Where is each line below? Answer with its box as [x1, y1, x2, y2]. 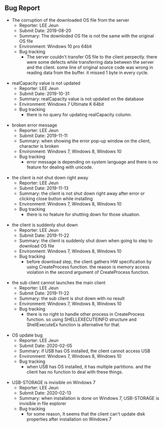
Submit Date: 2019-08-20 [19, 27, 72, 34]
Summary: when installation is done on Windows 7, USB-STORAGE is [19, 395, 160, 401]
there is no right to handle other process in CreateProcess [26, 311, 145, 317]
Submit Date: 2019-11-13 [19, 185, 69, 191]
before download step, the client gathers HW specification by [26, 258, 152, 264]
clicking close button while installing [19, 195, 93, 202]
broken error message [11, 122, 57, 128]
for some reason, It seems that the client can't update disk [26, 411, 145, 417]
